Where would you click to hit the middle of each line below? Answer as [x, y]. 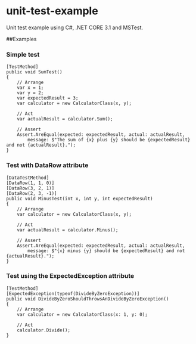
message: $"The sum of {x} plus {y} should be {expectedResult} [109, 140]
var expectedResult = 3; [48, 98]
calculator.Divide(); [43, 330]
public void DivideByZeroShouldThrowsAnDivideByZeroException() [88, 299]
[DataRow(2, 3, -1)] [32, 193]
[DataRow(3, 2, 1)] [30, 188]
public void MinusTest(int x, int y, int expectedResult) [80, 199]
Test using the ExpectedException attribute [70, 276]
